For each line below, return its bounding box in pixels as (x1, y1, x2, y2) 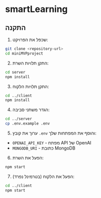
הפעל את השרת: (12, 155, 44, 160)
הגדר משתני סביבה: (12, 106, 50, 113)
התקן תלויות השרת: (12, 60, 49, 66)
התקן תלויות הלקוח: (12, 83, 49, 89)
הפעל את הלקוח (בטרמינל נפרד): (12, 173, 75, 179)
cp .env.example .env (5, 121, 50, 126)
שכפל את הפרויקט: (12, 36, 48, 42)
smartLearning (5, 3, 68, 15)
